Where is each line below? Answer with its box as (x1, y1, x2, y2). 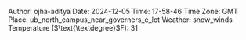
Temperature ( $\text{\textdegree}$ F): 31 (8, 24, 139, 32)
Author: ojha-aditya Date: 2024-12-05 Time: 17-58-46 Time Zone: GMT (8, 7, 239, 16)
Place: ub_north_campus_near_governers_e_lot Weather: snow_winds (8, 15, 233, 24)
